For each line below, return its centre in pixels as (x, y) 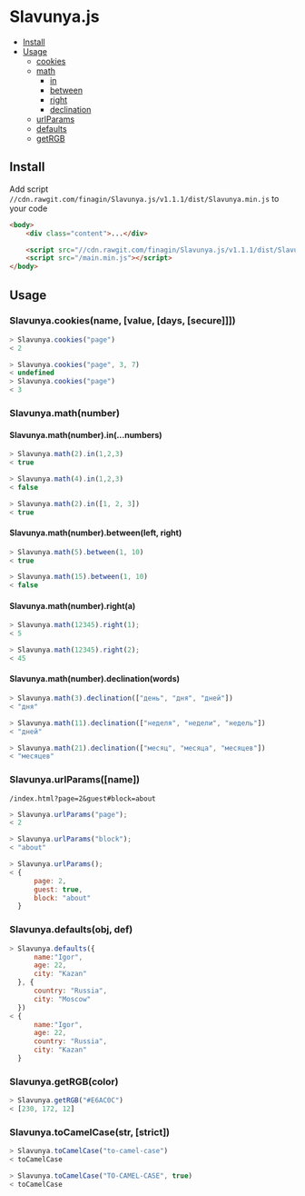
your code (29, 208)
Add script (29, 189)
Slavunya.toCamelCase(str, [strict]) (90, 1131)
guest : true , (58, 889)
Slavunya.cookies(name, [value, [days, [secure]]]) (123, 321)
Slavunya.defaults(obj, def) (71, 930)
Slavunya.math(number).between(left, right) (96, 533)
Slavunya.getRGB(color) (64, 1081)
